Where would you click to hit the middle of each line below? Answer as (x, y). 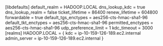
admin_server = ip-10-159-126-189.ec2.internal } (54, 38)
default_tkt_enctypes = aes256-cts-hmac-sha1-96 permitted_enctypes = (79, 23)
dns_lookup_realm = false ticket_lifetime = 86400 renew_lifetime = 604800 (81, 12)
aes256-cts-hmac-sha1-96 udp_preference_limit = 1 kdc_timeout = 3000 (79, 28)
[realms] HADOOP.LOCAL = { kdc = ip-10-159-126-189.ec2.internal (73, 33)
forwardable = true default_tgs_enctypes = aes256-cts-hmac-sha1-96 (77, 17)
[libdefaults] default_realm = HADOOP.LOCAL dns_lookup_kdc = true (75, 7)
